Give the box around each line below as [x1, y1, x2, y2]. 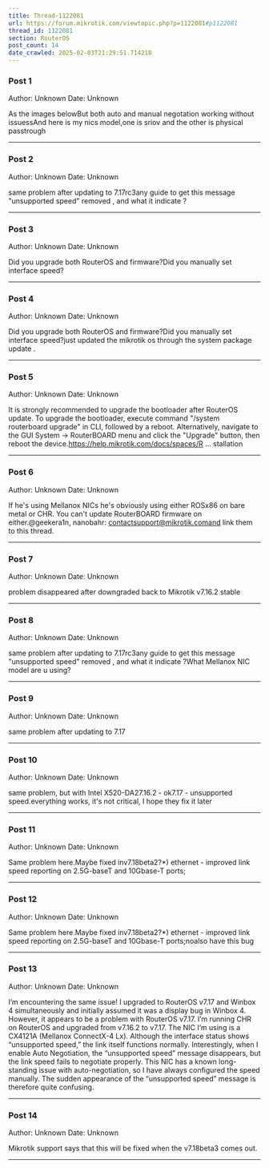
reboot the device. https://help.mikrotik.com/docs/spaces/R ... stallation [8, 439, 243, 449]
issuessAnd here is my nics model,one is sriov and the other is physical [8, 118, 244, 127]
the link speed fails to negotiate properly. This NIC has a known [8, 1057, 218, 1066]
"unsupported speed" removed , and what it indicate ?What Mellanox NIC [8, 657, 251, 667]
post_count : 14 [8, 42, 59, 50]
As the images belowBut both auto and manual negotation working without [8, 109, 255, 119]
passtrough [8, 126, 46, 136]
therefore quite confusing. [8, 1082, 94, 1092]
